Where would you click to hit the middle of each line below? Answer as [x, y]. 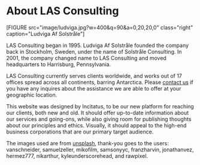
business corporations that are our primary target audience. [80, 132]
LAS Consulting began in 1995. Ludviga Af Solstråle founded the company [98, 45]
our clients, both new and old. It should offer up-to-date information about [98, 113]
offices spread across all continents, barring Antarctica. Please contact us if [100, 82]
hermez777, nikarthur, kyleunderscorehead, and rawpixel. [77, 155]
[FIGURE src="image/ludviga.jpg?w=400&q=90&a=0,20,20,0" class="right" [100, 27]
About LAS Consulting [63, 11]
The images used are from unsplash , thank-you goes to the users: [87, 143]
